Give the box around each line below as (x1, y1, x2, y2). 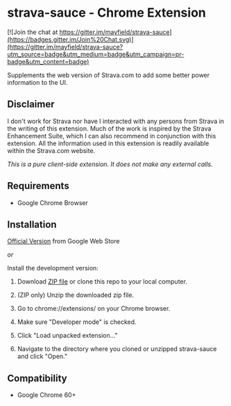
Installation (7, 218, 57, 230)
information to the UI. (7, 78, 68, 86)
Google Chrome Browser (17, 198, 89, 206)
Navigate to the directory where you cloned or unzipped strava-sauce (17, 345, 217, 353)
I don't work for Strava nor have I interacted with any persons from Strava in (7, 117, 224, 125)
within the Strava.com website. (7, 146, 96, 154)
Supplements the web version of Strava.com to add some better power (7, 71, 210, 79)
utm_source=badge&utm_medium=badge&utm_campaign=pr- (7, 50, 185, 58)
